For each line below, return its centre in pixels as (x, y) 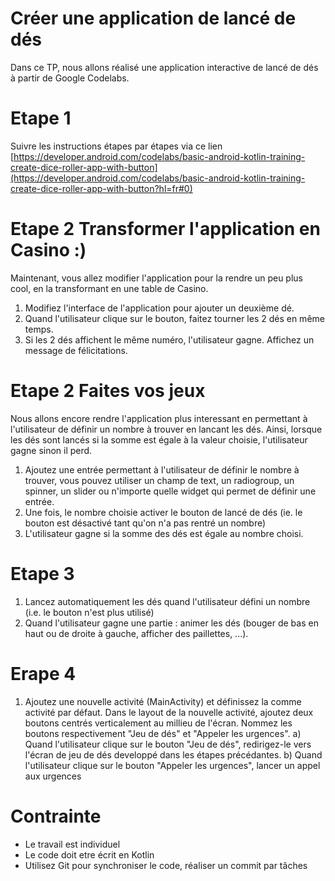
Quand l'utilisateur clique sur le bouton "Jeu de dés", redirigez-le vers (168, 744)
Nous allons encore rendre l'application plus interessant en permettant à (159, 418)
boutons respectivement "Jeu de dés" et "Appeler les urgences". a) (163, 733)
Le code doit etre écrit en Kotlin (89, 854)
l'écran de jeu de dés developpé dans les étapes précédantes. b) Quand (173, 754)
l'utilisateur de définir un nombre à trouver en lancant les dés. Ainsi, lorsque (166, 429)
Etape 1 (41, 118)
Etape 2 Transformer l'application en (165, 229)
